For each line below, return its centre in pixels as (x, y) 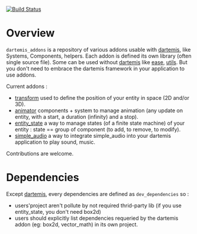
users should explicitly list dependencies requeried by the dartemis (96, 218)
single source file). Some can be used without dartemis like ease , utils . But (97, 62)
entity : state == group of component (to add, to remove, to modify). (98, 129)
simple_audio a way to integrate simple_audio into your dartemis (93, 135)
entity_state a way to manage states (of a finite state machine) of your (100, 123)
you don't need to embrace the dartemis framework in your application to (96, 68)
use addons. (21, 75)
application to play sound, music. (55, 142)
